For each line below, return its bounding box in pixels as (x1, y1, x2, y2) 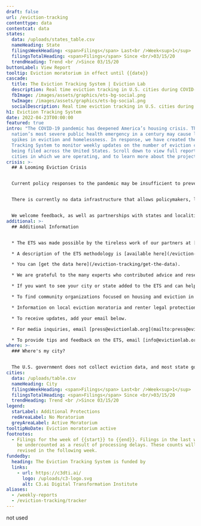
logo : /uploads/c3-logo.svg (22, 475, 93, 482)
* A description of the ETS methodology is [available (11, 251, 151, 257)
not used (6, 514, 28, 521)
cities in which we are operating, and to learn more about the (11, 153, 175, 159)
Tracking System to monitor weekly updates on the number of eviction (11, 142, 191, 148)
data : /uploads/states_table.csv (11, 37, 95, 42)
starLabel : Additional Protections (11, 409, 100, 415)
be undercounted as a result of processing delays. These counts (17, 442, 184, 448)
